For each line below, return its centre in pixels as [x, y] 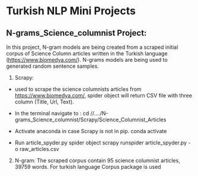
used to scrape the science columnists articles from [78, 89]
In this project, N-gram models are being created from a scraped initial [92, 47]
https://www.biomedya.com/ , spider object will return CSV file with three [103, 95]
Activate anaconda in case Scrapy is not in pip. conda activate [91, 131]
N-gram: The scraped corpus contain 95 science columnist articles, [98, 161]
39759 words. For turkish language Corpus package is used [88, 167]
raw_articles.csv [39, 149]
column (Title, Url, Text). [44, 102]
